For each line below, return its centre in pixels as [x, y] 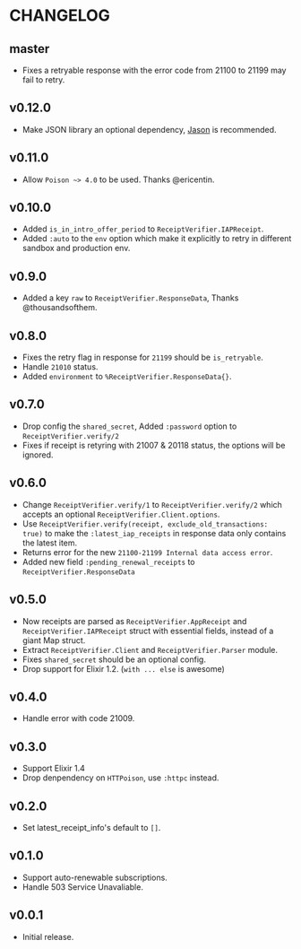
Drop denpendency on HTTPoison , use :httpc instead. [120, 778]
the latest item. [50, 543]
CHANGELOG [60, 16]
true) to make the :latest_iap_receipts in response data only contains [154, 533]
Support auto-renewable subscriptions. [95, 877]
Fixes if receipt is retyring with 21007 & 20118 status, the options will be [154, 445]
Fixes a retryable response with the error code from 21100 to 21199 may [154, 70]
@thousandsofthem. [60, 308]
